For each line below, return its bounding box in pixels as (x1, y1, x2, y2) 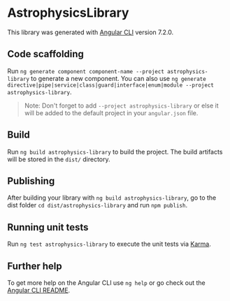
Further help (7, 260, 63, 272)
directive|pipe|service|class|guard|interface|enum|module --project (7, 82, 215, 89)
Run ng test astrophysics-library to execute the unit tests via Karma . (7, 240, 211, 249)
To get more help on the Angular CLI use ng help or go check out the (7, 279, 206, 287)
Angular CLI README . (7, 286, 71, 294)
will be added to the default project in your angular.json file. (24, 108, 199, 117)
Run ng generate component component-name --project (7, 66, 164, 75)
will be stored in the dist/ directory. (7, 155, 110, 163)
